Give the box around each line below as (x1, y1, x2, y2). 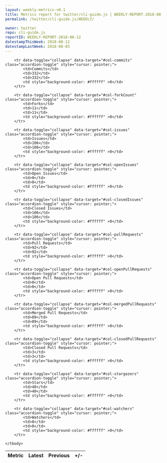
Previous (48, 452, 70, 459)
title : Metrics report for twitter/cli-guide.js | (5, 12, 112, 17)
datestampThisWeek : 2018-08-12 (5, 39, 70, 45)
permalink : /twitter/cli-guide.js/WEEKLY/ (5, 16, 94, 21)
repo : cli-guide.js (5, 30, 46, 35)
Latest (28, 452, 44, 459)
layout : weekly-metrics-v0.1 (5, 7, 66, 12)
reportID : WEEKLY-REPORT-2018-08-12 (5, 35, 81, 40)
